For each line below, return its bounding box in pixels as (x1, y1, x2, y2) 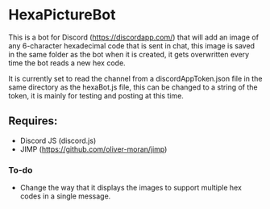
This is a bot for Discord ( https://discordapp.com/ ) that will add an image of (8, 32, 260, 42)
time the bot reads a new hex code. (8, 58, 127, 68)
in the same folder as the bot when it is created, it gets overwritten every (8, 49, 250, 59)
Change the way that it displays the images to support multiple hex (19, 183, 242, 193)
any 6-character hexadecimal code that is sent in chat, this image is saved (8, 40, 255, 50)
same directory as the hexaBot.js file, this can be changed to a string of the (8, 82, 258, 92)
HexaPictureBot (8, 6, 116, 24)
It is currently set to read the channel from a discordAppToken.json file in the (8, 73, 263, 83)
